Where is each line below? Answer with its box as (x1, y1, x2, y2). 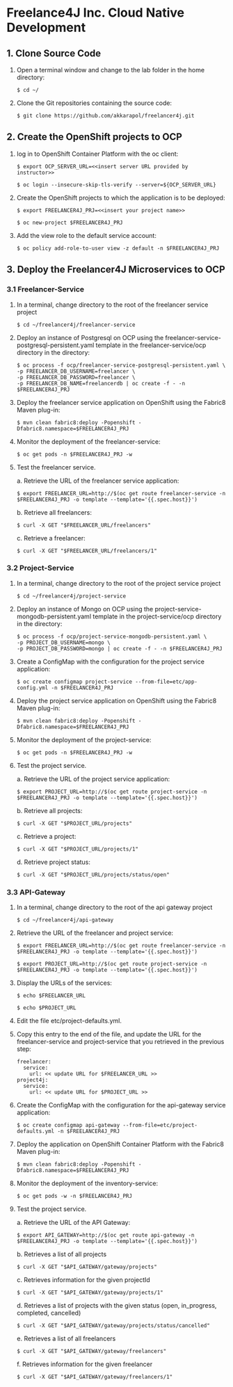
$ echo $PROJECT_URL (16, 1004, 77, 1011)
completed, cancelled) (16, 1309, 81, 1317)
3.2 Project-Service (6, 563, 74, 573)
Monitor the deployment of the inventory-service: (16, 1179, 158, 1187)
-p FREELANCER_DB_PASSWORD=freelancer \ (16, 374, 136, 380)
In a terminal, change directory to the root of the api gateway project (16, 903, 213, 912)
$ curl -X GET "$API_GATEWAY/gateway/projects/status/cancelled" (16, 1322, 210, 1329)
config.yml (16, 684, 49, 691)
